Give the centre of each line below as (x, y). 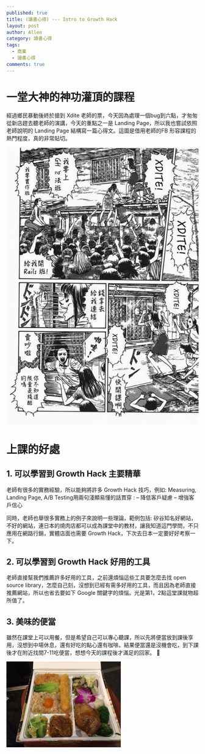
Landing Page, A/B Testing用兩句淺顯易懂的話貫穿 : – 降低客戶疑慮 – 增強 (98, 497)
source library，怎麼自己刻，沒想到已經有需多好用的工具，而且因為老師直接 (101, 585)
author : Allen (24, 32)
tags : (13, 45)
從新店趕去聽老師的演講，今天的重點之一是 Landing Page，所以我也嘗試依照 (102, 123)
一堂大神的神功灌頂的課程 (71, 97)
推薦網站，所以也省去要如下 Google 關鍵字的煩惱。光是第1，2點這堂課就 (97, 593)
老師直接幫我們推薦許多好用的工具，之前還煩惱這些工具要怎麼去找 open (96, 578)
